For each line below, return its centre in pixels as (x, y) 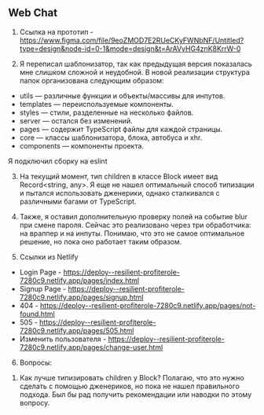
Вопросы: (36, 362)
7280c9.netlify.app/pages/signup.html (81, 297)
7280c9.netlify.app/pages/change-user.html (91, 347)
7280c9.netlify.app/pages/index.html (79, 280)
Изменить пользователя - (63, 339)
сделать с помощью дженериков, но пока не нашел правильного (129, 386)
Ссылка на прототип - (57, 31)
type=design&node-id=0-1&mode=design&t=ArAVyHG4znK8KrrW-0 (130, 48)
